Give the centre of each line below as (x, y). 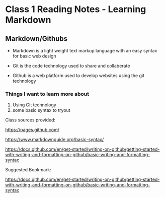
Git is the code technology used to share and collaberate (71, 66)
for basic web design (34, 56)
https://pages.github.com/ (32, 130)
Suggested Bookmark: (28, 170)
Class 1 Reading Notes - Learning (76, 9)
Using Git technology (34, 105)
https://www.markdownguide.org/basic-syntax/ (55, 140)
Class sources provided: (30, 120)
